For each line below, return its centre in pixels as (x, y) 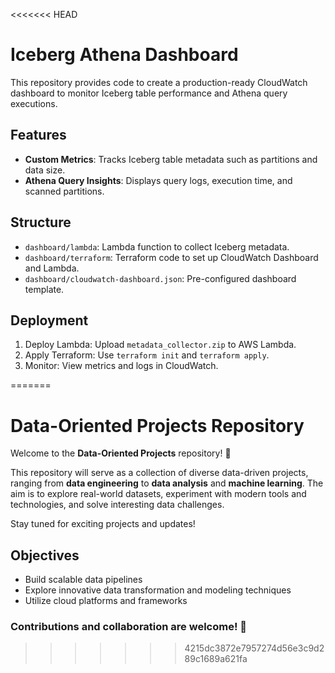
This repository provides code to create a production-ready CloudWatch (159, 82)
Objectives (45, 555)
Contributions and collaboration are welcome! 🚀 (129, 627)
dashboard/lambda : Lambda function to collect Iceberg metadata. (157, 246)
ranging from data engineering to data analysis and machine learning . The (167, 483)
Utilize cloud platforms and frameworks (106, 601)
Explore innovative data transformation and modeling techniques (158, 590)
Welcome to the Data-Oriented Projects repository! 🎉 (121, 453)
